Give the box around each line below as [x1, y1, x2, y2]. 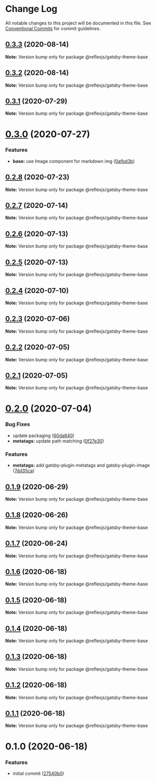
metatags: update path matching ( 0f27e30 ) [12, 437, 104, 444]
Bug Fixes [5, 421, 30, 428]
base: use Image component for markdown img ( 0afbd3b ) [12, 158, 135, 164]
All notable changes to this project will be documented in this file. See [5, 20, 151, 26]
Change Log [5, 3, 57, 15]
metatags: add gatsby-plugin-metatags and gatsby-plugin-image [12, 462, 150, 469]
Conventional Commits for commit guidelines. [5, 25, 101, 31]
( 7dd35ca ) [12, 468, 35, 474]
